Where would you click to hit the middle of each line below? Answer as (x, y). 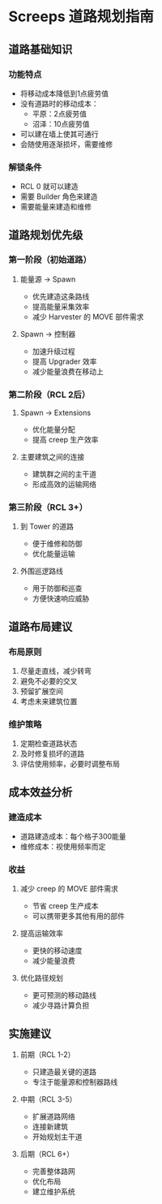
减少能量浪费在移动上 (68, 371)
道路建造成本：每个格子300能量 (73, 836)
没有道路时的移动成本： (59, 103)
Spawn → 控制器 (48, 334)
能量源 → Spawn (48, 279)
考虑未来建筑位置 (49, 701)
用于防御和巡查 (57, 589)
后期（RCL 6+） (47, 1154)
